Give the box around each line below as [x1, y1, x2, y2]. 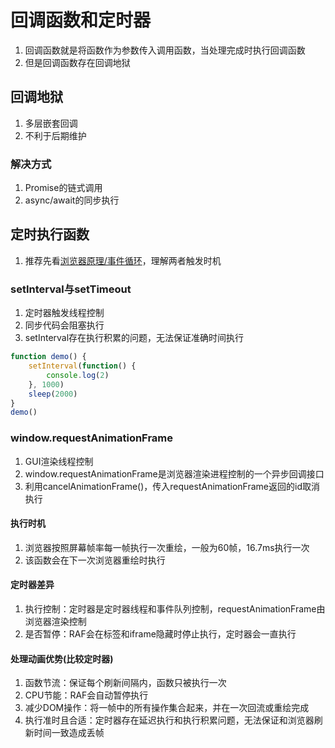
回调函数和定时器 [10, 9, 152, 32]
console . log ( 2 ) [46, 370, 110, 380]
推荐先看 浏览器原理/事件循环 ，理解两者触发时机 [24, 254, 222, 266]
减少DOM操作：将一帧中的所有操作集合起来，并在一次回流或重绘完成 [24, 702, 310, 714]
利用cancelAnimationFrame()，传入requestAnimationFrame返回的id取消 [24, 480, 320, 492]
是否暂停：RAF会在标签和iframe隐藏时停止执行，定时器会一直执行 [24, 627, 297, 640]
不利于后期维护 [24, 129, 87, 141]
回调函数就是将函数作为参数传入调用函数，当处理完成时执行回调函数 [24, 44, 306, 56]
